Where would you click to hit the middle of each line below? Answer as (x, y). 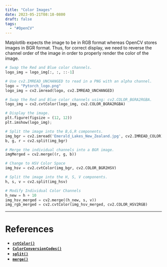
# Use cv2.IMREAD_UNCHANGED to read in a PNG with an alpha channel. (79, 81)
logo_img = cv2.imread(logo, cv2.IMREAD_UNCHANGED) (60, 90)
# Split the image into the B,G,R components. (54, 131)
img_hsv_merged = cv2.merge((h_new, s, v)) (51, 200)
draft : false (19, 19)
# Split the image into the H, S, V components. (56, 177)
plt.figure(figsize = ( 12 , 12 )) (39, 118)
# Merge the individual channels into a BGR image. (60, 150)
